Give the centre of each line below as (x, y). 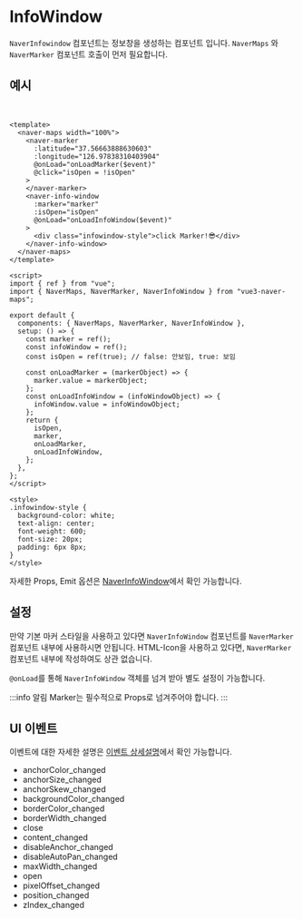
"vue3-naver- (261, 291)
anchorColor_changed (64, 770)
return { (42, 420)
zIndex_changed (53, 905)
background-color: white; (67, 515)
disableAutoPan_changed (70, 857)
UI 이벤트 (34, 728)
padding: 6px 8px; (53, 547)
